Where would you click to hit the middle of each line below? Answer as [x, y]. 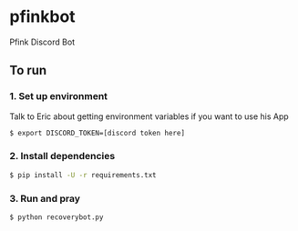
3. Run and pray [45, 198]
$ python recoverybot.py [57, 217]
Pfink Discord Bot [42, 42]
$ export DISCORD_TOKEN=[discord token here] [97, 133]
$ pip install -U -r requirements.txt [83, 175]
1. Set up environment [58, 96]
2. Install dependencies [62, 156]
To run [28, 70]
